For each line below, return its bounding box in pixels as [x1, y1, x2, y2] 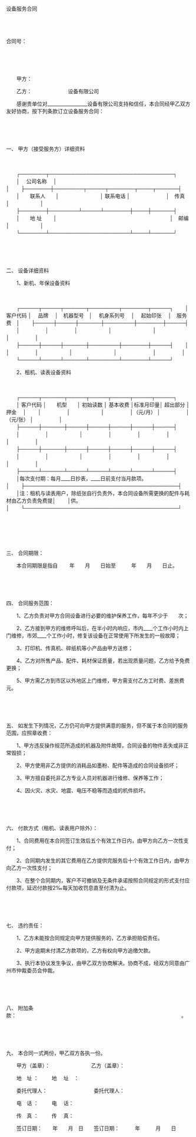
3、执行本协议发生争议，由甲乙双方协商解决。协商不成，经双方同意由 [16, 959, 185, 966]
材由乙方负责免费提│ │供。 [6, 497, 79, 504]
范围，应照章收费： [6, 729, 53, 736]
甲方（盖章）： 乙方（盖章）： [16, 1062, 125, 1069]
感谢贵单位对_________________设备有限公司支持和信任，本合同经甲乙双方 [16, 100, 191, 107]
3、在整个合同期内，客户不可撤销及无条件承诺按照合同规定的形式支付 [16, 877, 185, 884]
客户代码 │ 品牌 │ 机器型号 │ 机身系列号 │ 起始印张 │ [6, 312, 172, 319]
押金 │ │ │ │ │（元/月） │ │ [6, 409, 190, 415]
